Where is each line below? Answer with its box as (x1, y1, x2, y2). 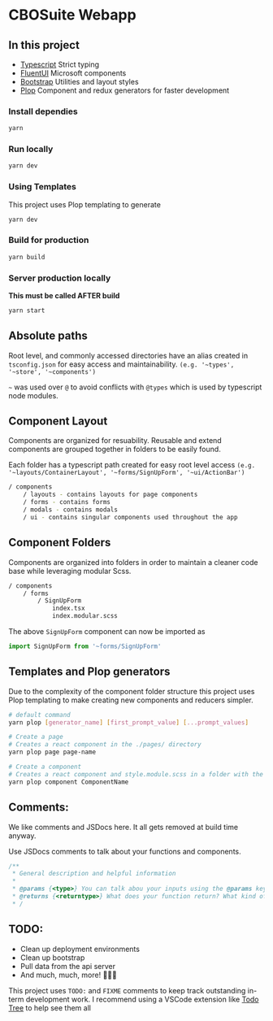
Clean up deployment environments (19, 944, 141, 954)
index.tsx (51, 604, 85, 613)
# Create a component (8, 762, 82, 771)
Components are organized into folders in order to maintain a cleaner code (8, 557, 258, 567)
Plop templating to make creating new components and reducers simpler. (8, 695, 253, 705)
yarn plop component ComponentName (8, 778, 129, 786)
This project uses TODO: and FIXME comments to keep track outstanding (8, 985, 246, 995)
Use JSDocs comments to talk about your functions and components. (8, 846, 241, 856)
